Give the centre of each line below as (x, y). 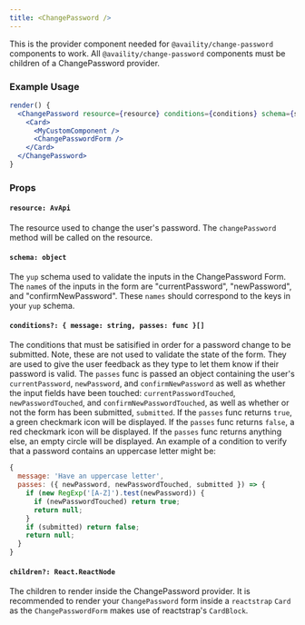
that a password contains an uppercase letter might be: (113, 451)
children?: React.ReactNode (63, 572)
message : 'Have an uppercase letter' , (91, 476)
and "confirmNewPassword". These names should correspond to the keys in (150, 296)
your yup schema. (42, 306)
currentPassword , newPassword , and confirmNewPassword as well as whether (148, 383)
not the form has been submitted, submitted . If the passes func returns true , (151, 412)
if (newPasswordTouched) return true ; (107, 501)
